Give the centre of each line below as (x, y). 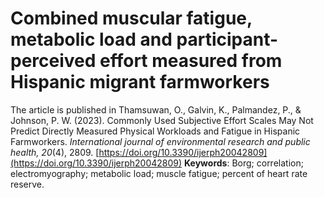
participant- (227, 39)
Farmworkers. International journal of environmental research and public (160, 141)
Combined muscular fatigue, (131, 18)
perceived (53, 61)
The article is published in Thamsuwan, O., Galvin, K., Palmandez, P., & (156, 109)
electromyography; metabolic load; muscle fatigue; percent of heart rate (159, 173)
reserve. (27, 184)
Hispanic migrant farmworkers (140, 82)
